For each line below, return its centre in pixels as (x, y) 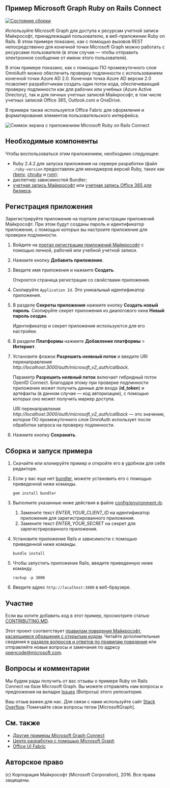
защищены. (18, 780)
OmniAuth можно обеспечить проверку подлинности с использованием (84, 73)
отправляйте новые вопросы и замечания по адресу (63, 647)
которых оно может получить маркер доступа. (64, 399)
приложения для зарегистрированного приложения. (77, 518)
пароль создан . (30, 316)
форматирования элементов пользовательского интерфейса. (72, 115)
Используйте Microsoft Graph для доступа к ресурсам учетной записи (82, 31)
